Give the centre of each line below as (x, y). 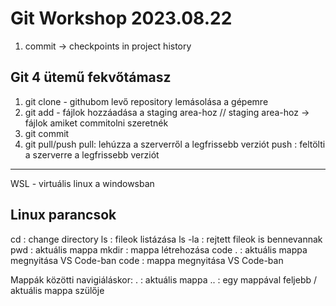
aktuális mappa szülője (57, 290)
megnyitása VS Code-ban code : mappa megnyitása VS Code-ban (147, 260)
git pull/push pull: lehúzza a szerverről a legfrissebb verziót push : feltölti (175, 144)
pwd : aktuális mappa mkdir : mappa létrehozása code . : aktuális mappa (159, 249)
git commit (47, 133)
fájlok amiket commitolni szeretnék (96, 123)
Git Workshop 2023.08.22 (121, 18)
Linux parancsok (63, 215)
